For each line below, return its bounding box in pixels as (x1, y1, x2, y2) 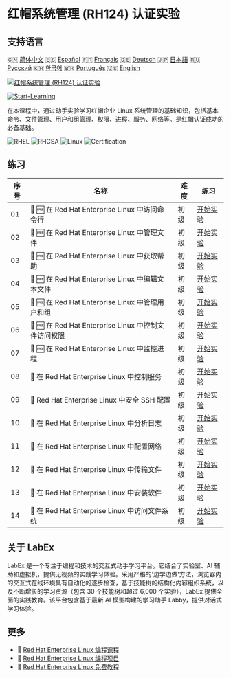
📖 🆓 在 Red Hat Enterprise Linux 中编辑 (30, 274, 158, 284)
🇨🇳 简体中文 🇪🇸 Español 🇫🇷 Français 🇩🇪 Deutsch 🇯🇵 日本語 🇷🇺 (7, 56, 201, 63)
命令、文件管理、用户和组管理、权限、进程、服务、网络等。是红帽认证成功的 (7, 115, 224, 123)
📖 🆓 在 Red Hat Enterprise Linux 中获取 (30, 251, 158, 260)
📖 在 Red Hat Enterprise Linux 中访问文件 (30, 506, 162, 515)
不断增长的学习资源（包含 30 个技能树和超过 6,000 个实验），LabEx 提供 (12, 587, 217, 595)
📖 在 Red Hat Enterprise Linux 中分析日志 (30, 418, 162, 428)
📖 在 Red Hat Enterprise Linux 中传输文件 (30, 464, 162, 474)
